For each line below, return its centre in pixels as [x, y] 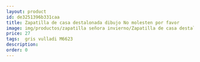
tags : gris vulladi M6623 [40, 39]
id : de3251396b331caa [33, 17]
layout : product [26, 12]
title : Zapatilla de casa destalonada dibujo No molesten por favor [93, 22]
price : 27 [18, 34]
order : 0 [17, 50]
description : [22, 45]
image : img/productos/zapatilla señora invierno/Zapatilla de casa [92, 28]
